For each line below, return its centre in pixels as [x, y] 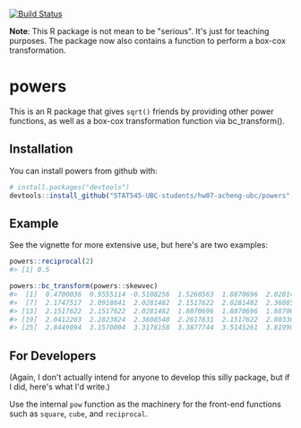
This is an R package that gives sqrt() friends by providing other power [142, 111]
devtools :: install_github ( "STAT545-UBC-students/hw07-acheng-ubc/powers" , [152, 196]
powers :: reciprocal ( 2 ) [52, 262]
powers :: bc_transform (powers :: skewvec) [84, 286]
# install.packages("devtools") [69, 187]
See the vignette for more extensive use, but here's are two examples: [139, 245]
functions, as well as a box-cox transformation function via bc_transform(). [147, 120]
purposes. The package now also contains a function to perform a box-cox [148, 41]
